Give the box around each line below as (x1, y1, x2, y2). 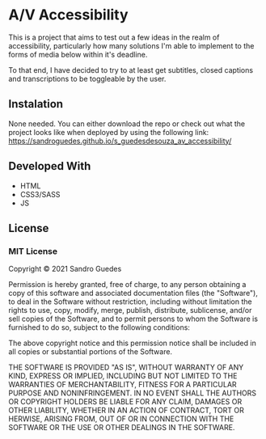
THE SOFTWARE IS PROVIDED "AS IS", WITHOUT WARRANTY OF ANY (8, 362, 244, 373)
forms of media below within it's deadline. (8, 49, 148, 59)
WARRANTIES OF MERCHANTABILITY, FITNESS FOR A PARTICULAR (8, 380, 237, 390)
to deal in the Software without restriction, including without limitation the (8, 297, 252, 306)
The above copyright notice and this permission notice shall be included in (8, 338, 256, 348)
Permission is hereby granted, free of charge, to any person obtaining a (8, 280, 247, 289)
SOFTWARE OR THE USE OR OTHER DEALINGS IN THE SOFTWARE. (8, 423, 235, 433)
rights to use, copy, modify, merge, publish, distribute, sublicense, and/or (8, 306, 252, 315)
